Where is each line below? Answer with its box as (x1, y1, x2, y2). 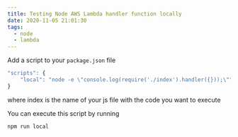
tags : (7, 23, 23, 30)
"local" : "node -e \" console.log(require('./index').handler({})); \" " (20, 76, 233, 83)
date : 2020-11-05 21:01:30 (7, 17, 87, 24)
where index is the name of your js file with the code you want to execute (7, 95, 221, 104)
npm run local (7, 123, 50, 130)
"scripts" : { (7, 70, 46, 77)
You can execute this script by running (7, 109, 120, 117)
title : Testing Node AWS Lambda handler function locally (7, 10, 182, 18)
